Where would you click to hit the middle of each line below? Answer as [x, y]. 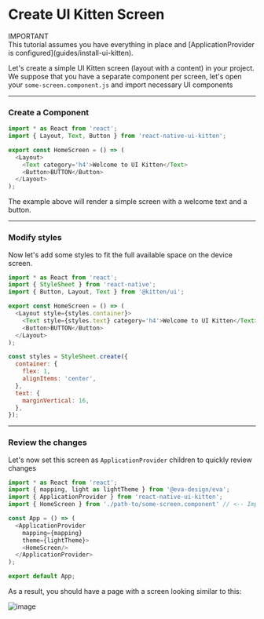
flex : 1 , [37, 371]
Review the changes [48, 442]
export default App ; [42, 577]
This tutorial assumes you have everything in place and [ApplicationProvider [132, 44]
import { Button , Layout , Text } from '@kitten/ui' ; [96, 292]
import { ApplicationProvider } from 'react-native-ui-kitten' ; [115, 497]
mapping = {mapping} [52, 533]
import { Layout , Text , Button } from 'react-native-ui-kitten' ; [117, 136]
